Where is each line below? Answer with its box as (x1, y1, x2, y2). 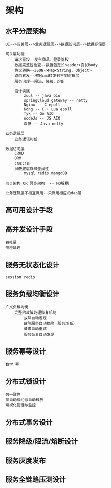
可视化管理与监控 (5, 403, 36, 408)
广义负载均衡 (5, 304, 29, 309)
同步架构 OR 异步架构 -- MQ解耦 (5, 181, 69, 186)
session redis (5, 275, 36, 280)
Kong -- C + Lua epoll (24, 107, 72, 112)
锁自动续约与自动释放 (5, 397, 43, 403)
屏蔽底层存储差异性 (14, 166, 49, 171)
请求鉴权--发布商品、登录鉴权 (14, 57, 69, 62)
